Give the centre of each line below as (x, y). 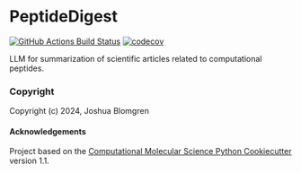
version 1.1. (29, 161)
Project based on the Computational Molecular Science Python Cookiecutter (150, 151)
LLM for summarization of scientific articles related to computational (136, 58)
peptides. (27, 68)
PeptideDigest (64, 17)
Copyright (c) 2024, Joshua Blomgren (80, 111)
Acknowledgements (48, 131)
